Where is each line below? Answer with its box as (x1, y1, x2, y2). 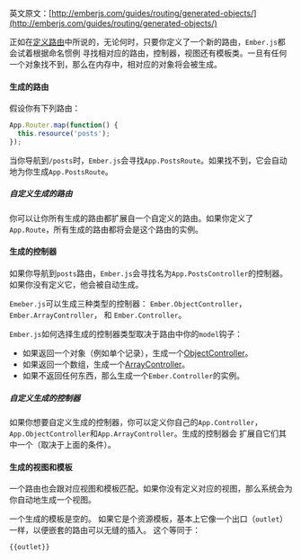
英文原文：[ (9, 8, 52, 18)
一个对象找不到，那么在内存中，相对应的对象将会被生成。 (9, 59, 222, 69)
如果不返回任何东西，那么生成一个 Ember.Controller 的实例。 (22, 370, 245, 380)
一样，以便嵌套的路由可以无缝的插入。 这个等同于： (9, 525, 200, 536)
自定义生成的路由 (9, 188, 73, 200)
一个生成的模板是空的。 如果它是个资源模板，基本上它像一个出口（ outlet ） (9, 513, 288, 524)
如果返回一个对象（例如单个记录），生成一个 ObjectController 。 (22, 348, 253, 358)
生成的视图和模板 (9, 461, 73, 472)
